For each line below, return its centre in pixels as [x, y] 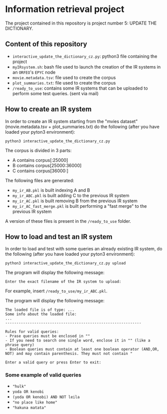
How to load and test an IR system [59, 237]
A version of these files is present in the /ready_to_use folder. [68, 221]
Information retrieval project [65, 9]
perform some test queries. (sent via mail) [55, 93]
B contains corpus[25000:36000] [47, 165]
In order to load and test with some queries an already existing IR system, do [84, 249]
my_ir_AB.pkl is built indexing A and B [51, 190]
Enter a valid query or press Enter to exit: [53, 362]
